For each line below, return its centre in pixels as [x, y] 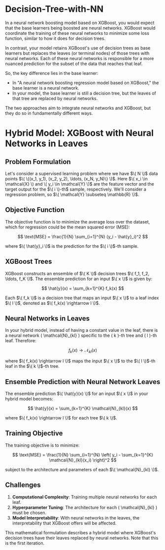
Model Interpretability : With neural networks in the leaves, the [76, 518]
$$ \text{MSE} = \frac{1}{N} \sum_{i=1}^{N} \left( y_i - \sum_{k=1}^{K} [83, 454]
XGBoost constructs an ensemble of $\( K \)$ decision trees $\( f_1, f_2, [77, 273]
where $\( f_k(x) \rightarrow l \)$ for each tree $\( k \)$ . [61, 418]
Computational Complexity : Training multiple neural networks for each [84, 497]
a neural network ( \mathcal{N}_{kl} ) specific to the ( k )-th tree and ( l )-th [81, 335]
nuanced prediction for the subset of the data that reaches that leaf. [74, 64]
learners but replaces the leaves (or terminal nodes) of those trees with [77, 53]
